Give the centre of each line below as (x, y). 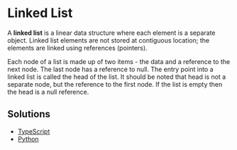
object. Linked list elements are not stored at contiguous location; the (109, 40)
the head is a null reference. (48, 92)
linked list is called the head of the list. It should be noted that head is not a (117, 77)
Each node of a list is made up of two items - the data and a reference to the (119, 61)
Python (28, 139)
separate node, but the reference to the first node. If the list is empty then (115, 84)
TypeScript (34, 131)
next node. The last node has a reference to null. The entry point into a (111, 69)
